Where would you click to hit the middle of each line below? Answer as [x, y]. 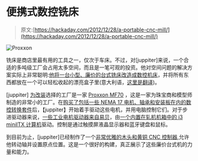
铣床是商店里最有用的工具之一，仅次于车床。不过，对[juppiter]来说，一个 [95, 60]
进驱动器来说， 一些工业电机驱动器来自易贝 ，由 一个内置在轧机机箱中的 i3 [95, 117]
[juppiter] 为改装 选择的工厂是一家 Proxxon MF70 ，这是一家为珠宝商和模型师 [99, 95]
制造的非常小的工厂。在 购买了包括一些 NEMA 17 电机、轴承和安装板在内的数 [99, 102]
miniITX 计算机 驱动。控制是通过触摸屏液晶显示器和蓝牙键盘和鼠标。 [89, 124]
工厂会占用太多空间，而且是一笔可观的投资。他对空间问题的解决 [109, 67]
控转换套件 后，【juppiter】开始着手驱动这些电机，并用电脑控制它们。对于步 [97, 110]
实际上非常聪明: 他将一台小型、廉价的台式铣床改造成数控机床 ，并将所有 [98, 75]
